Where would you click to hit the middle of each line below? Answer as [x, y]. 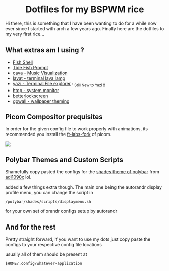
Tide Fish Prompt [30, 67]
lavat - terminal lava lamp [39, 78]
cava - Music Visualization [40, 73]
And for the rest [31, 227]
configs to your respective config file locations [54, 244]
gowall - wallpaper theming [41, 101]
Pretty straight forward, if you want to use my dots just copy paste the [78, 239]
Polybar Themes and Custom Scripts [64, 160]
